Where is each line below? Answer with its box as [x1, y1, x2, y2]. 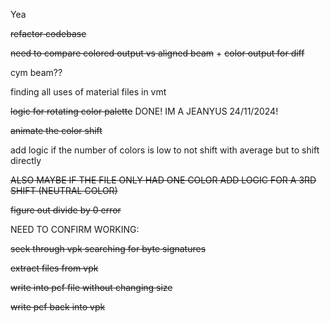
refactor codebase [10, 28, 87, 39]
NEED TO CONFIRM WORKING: [10, 224, 140, 235]
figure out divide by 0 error [10, 204, 122, 216]
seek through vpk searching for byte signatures [10, 243, 207, 254]
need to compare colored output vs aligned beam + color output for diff [10, 47, 305, 59]
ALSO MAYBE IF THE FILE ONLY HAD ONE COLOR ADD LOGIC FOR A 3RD [10, 174, 317, 186]
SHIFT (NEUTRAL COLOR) [10, 185, 118, 196]
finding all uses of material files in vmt [10, 86, 167, 98]
